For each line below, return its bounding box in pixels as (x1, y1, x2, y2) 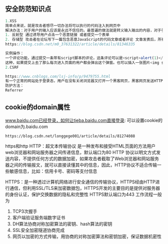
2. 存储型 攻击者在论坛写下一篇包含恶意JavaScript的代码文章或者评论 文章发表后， (5, 37, 158, 42)
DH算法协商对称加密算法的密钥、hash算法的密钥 (12, 220, 112, 227)
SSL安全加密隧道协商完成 (12, 227, 65, 233)
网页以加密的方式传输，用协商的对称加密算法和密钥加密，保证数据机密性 (12, 233, 161, 239)
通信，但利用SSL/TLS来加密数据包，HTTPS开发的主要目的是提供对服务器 (9, 185, 160, 191)
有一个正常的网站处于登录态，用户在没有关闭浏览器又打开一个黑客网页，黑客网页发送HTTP (5, 78, 163, 84)
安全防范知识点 (5, 5, 51, 14)
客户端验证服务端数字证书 (12, 214, 65, 220)
